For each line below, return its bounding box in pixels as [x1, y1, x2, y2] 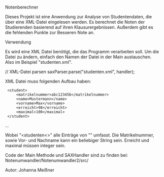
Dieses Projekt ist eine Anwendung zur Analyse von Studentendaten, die [5, 14, 152, 19]
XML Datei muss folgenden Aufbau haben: [5, 79, 91, 84]
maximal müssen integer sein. [5, 143, 66, 148]
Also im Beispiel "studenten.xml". [5, 59, 72, 65]
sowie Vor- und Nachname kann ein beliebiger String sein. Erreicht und [5, 137, 149, 143]
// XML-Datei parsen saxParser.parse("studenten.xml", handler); [5, 69, 135, 75]
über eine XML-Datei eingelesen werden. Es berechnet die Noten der [5, 19, 145, 25]
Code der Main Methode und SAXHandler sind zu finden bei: [5, 152, 128, 158]
